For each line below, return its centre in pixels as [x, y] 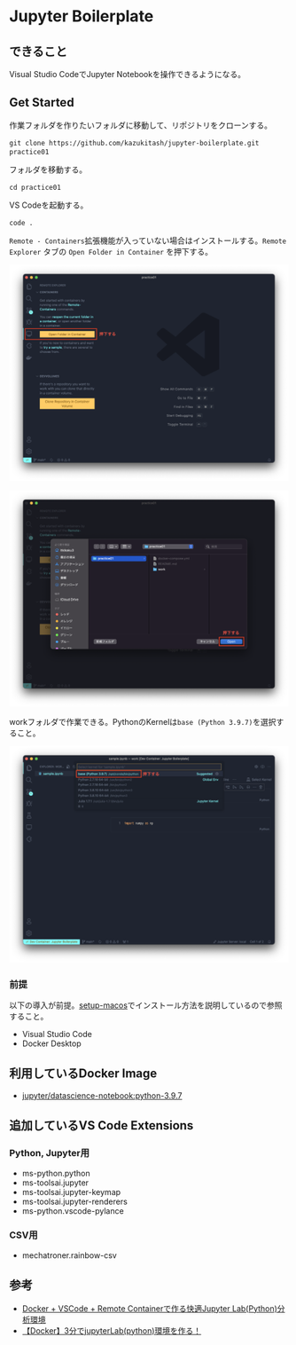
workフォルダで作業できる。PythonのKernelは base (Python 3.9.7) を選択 [143, 722]
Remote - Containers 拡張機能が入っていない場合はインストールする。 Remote [148, 240]
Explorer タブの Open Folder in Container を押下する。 [111, 251]
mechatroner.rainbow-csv [69, 1255]
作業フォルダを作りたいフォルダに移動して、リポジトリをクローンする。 [141, 125]
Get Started [42, 102]
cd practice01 [35, 187]
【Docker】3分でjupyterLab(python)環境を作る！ [112, 1330]
